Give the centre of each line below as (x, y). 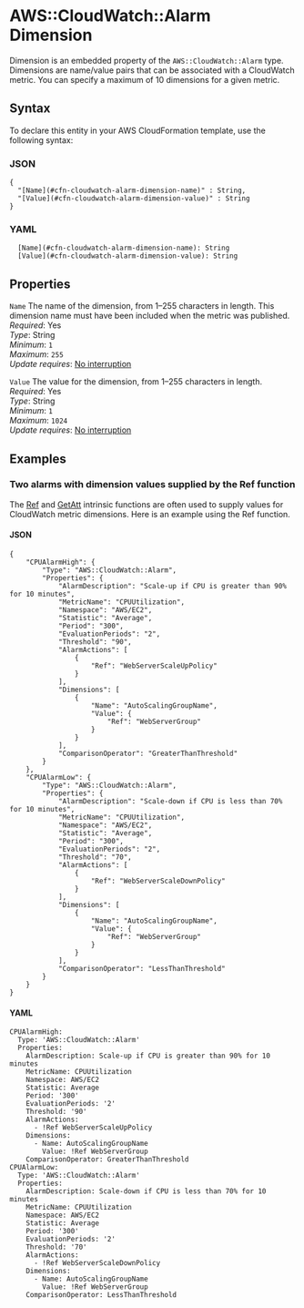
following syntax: (41, 140)
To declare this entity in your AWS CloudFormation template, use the (137, 130)
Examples (38, 459)
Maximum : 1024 (39, 421)
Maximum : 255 (36, 354)
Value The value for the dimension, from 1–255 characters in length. (136, 382)
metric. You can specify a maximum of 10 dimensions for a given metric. (145, 79)
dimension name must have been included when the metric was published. (150, 316)
